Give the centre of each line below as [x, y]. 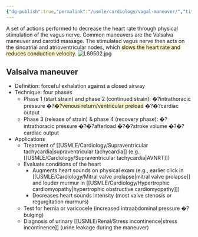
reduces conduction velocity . [41, 53]
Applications [30, 139]
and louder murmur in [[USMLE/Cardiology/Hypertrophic [101, 183]
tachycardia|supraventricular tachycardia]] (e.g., [82, 152]
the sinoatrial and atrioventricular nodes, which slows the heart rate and [93, 47]
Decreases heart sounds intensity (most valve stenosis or [102, 196]
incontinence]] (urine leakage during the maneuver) [86, 228]
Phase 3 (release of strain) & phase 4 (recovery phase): [91, 119]
